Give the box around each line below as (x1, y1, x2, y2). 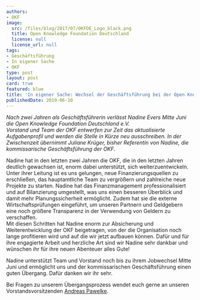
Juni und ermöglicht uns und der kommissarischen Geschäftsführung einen (6, 263, 192, 270)
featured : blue (6, 86, 44, 92)
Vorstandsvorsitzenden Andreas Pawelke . (6, 287, 109, 295)
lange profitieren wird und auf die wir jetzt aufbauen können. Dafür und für (6, 233, 189, 240)
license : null (11, 36, 46, 42)
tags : (6, 48, 20, 54)
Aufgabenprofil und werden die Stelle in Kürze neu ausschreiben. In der (6, 132, 182, 140)
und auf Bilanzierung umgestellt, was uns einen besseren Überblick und (6, 188, 183, 195)
